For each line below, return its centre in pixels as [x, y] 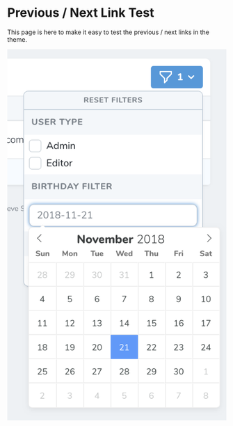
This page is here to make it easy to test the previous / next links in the [109, 32]
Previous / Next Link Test [81, 13]
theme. [17, 39]
